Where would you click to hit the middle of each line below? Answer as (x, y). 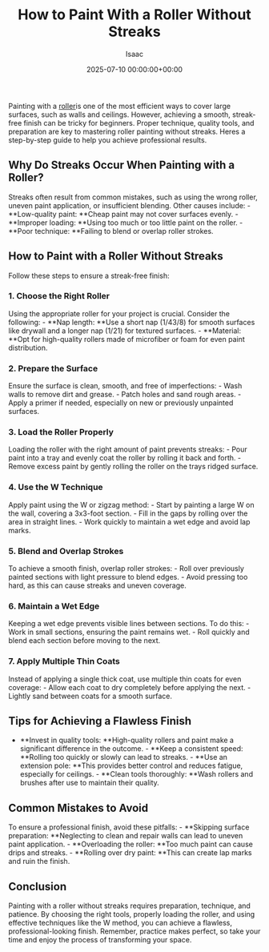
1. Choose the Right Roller (59, 296)
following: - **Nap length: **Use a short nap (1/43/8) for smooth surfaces (132, 322)
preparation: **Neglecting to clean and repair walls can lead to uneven (126, 836)
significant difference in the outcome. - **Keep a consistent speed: (131, 749)
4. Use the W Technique (56, 488)
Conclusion (38, 886)
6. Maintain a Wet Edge (54, 606)
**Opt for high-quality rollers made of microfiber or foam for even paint (127, 339)
